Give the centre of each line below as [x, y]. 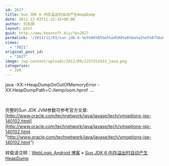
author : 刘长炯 [20, 24]
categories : [18, 66]
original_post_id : [24, 52]
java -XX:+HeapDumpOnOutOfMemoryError [51, 85]
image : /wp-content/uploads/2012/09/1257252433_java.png [66, 61]
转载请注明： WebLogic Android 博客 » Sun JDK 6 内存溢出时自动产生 [77, 153]
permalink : [17, 38]
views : [12, 43]
